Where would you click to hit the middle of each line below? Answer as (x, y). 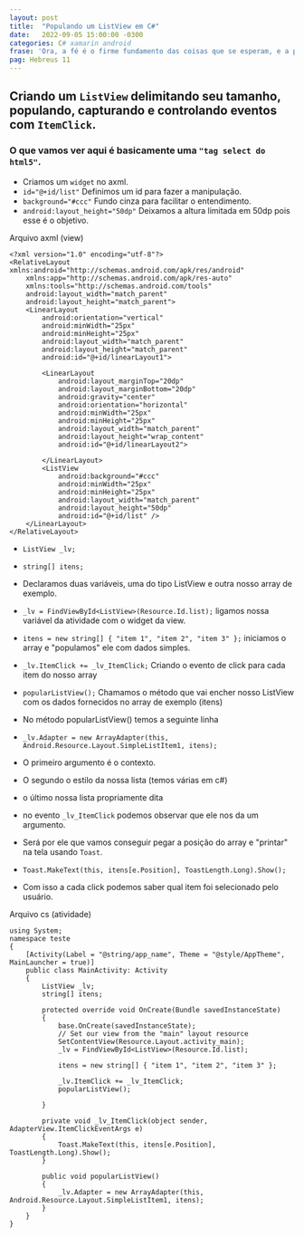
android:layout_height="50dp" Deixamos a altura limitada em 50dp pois (157, 210)
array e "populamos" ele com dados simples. (106, 647)
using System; (36, 930)
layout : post (34, 18)
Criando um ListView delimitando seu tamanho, (145, 96)
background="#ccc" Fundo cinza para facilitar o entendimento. (137, 201)
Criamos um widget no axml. (75, 181)
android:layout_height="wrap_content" (131, 436)
